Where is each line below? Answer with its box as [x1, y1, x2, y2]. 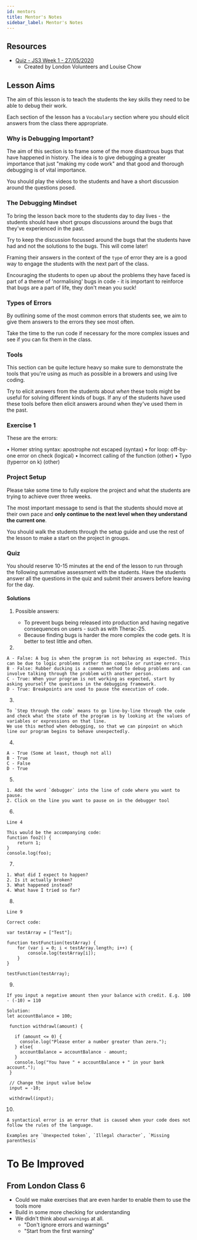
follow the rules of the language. [6, 1122, 94, 1128]
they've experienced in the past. [6, 225, 84, 232]
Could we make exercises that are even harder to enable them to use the [15, 1196, 191, 1204]
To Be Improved [6, 1157, 84, 1171]
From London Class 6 [6, 1181, 86, 1191]
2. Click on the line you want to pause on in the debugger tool [6, 798, 169, 804]
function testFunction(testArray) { [6, 940, 96, 946]
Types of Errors [6, 298, 52, 306]
